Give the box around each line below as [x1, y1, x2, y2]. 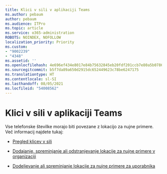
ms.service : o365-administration [5, 30, 75, 35]
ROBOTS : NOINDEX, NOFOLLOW [5, 35, 61, 40]
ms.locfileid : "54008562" [5, 86, 59, 91]
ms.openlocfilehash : [5, 63, 48, 68]
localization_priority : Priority [5, 40, 75, 45]
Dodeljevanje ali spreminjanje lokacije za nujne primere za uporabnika [12, 163, 156, 169]
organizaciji [12, 154, 36, 160]
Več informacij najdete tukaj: [5, 129, 64, 135]
